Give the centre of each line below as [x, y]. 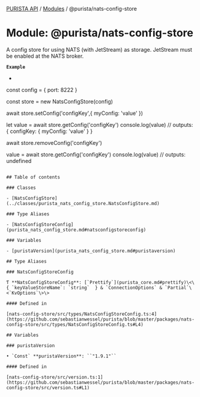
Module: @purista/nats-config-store [100, 33]
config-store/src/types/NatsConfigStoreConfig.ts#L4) [75, 324]
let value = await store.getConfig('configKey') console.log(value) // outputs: [100, 125]
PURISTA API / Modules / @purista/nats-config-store [71, 9]
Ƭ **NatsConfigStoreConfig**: [44, 282]
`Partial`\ [178, 288]
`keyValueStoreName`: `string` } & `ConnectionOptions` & [87, 288]
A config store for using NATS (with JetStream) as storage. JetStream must [99, 49]
